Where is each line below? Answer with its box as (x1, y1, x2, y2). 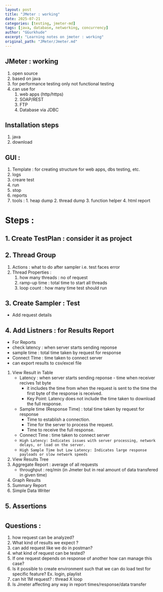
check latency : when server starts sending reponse (12, 344, 117, 351)
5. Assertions (5, 502, 47, 510)
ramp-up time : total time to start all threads (19, 280, 108, 285)
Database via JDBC (19, 106, 59, 113)
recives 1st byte (19, 380, 51, 386)
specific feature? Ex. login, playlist (12, 571, 82, 577)
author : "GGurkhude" (5, 30, 47, 35)
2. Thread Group (5, 251, 56, 259)
